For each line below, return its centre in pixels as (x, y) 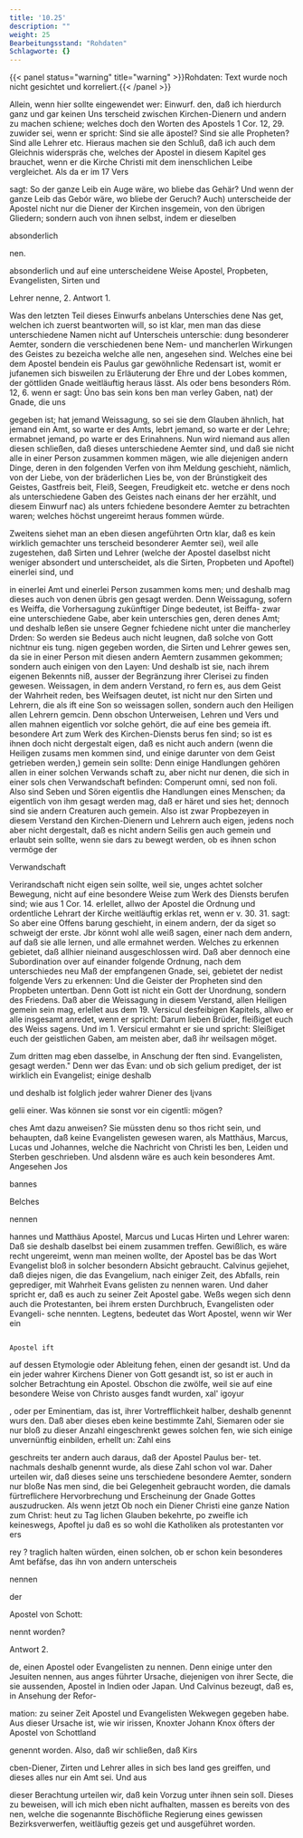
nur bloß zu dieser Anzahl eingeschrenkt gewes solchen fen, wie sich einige (151, 1430)
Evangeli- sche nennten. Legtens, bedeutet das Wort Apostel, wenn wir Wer (151, 1314)
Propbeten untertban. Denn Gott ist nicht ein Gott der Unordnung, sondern (148, 991)
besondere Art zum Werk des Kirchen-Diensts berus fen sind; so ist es (141, 734)
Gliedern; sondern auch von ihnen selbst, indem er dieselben (123, 218)
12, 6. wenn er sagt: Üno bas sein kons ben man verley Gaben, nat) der (142, 393)
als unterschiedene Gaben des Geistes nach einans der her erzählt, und (143, 497)
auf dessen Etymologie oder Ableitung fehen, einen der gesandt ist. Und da (150, 1365)
